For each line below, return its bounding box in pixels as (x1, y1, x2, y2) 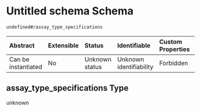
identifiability (117, 62, 154, 71)
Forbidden (159, 59, 188, 67)
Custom (159, 37, 182, 46)
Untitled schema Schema (6, 4, 134, 18)
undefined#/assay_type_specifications (6, 24, 103, 30)
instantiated (9, 62, 42, 71)
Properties (159, 45, 190, 53)
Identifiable (117, 41, 151, 49)
